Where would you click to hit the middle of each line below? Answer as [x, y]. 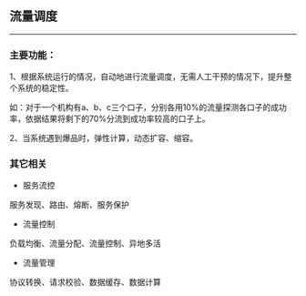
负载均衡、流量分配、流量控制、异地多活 [85, 243]
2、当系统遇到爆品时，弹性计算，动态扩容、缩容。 [104, 138]
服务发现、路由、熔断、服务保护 [69, 205]
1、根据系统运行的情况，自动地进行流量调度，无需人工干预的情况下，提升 [147, 77]
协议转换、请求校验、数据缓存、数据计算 [85, 282]
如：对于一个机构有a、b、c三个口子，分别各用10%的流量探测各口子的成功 [148, 107]
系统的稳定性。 [45, 88]
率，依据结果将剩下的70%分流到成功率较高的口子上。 [110, 119]
